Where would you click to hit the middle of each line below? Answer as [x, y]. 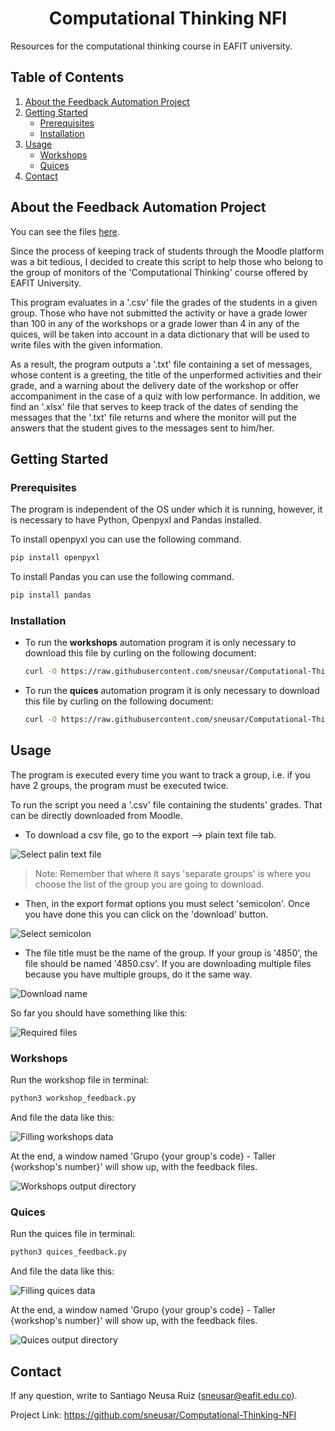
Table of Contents [67, 77]
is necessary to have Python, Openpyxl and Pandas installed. [136, 520]
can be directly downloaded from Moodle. [96, 815]
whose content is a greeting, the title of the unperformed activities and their [166, 374]
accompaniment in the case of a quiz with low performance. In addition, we [165, 396]
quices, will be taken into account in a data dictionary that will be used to [160, 334]
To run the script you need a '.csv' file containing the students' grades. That [166, 804]
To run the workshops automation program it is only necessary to [160, 643]
